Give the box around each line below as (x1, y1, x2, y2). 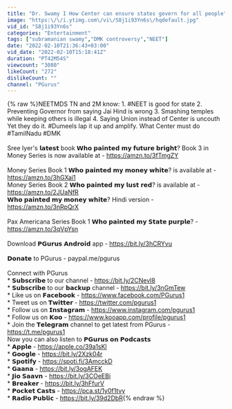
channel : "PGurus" (7, 81, 60, 88)
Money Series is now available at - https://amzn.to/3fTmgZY (7, 152, 179, 160)
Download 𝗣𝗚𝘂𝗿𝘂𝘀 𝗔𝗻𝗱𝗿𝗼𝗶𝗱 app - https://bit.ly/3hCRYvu (7, 239, 173, 248)
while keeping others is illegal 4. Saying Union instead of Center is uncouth (7, 115, 220, 123)
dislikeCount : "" (7, 74, 57, 82)
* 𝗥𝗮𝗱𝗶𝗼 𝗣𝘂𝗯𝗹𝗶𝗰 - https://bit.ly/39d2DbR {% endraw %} (7, 394, 165, 402)
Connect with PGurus (7, 269, 68, 278)
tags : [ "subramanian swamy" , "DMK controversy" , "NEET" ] (7, 36, 168, 43)
